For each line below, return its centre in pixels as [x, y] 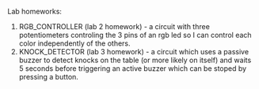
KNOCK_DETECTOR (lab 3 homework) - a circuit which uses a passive [134, 52]
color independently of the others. [75, 43]
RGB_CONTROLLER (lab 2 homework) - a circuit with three [114, 26]
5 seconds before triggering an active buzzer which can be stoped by [133, 69]
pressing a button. [48, 77]
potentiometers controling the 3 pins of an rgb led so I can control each [135, 35]
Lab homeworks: [35, 11]
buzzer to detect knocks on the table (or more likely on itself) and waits [135, 60]
